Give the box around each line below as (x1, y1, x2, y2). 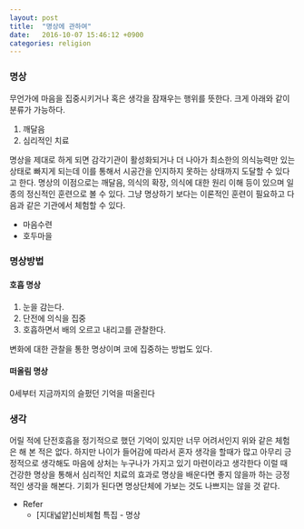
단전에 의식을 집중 (22, 313, 86, 324)
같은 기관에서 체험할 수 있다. (25, 199, 126, 210)
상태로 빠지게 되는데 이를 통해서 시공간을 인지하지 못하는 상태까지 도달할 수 (9, 165, 274, 176)
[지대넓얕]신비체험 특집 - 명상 (35, 510, 141, 521)
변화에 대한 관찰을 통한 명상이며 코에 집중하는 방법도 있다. (9, 343, 213, 354)
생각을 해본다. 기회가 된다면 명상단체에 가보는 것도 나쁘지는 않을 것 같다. (25, 481, 280, 492)
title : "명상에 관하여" (9, 22, 93, 31)
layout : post (9, 13, 59, 23)
